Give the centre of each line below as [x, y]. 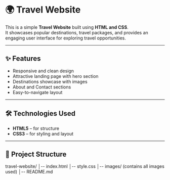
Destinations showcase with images [50, 81]
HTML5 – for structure [36, 128]
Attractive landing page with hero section [55, 76]
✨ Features [23, 59]
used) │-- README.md [29, 172]
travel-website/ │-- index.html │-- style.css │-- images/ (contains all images [85, 166]
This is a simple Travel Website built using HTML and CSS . [67, 27]
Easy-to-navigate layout [37, 92]
